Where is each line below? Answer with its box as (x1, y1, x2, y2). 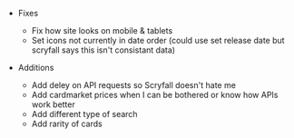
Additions (17, 63, 54, 73)
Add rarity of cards (31, 118, 103, 129)
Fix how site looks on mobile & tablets (31, 25, 173, 35)
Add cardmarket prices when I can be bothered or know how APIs (31, 90, 279, 100)
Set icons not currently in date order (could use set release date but (31, 35, 285, 45)
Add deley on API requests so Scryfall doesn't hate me (31, 80, 236, 90)
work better (31, 99, 75, 110)
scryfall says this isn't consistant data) (31, 44, 175, 55)
